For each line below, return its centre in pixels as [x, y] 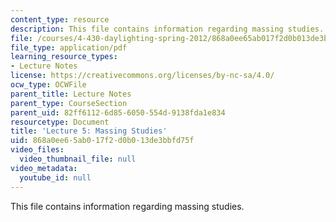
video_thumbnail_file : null [78, 159]
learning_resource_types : [64, 57]
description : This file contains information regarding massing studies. [167, 29]
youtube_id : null [55, 177]
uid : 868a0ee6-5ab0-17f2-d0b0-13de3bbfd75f [102, 141]
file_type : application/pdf [69, 47]
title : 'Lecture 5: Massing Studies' [89, 131]
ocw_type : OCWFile [48, 85]
